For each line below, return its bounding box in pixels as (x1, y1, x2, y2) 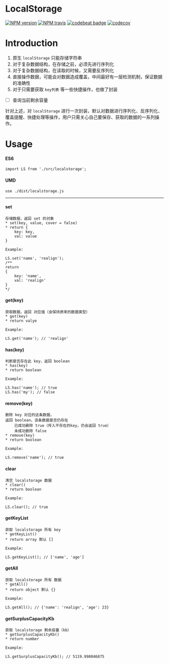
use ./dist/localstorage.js (5, 188, 64, 193)
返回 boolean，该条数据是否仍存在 (5, 418, 68, 423)
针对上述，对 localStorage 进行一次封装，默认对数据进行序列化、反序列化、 (5, 108, 162, 114)
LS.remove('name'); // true (5, 455, 64, 460)
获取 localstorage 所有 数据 (5, 577, 62, 582)
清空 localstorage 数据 (5, 478, 52, 483)
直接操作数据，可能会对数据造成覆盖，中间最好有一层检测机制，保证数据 (12, 74, 162, 80)
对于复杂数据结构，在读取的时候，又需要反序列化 (12, 67, 114, 73)
